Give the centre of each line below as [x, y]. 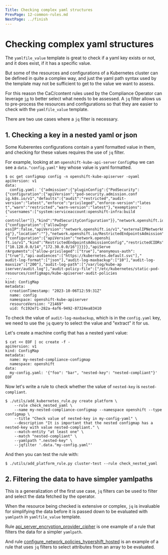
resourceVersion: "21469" [37, 304]
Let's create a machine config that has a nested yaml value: [66, 333]
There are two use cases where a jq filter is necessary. [62, 119]
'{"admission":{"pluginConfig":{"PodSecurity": [89, 190]
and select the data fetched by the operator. [50, 496]
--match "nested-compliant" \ [46, 436]
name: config [23, 295]
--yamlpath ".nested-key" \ [43, 441]
